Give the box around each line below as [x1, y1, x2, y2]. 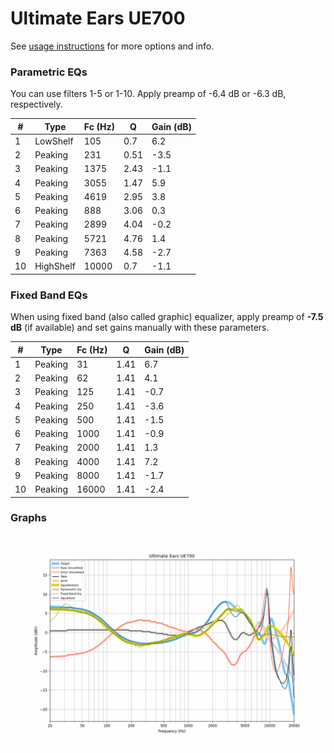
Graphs [10, 511, 47, 525]
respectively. [10, 98, 63, 111]
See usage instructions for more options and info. [10, 40, 215, 52]
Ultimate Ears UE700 [10, 7, 186, 30]
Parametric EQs [10, 65, 88, 79]
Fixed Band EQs [10, 288, 88, 302]
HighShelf [34, 260, 76, 272]
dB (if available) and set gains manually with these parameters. [10, 322, 270, 334]
